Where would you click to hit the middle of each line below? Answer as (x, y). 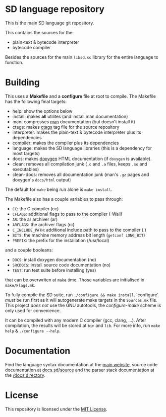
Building (23, 83)
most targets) (26, 153)
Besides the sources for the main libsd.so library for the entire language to (82, 57)
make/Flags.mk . (20, 285)
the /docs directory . (25, 375)
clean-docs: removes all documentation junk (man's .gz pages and (81, 174)
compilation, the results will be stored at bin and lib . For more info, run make (83, 325)
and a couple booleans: (29, 250)
